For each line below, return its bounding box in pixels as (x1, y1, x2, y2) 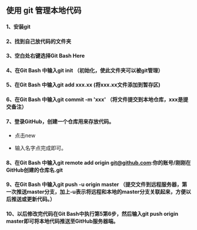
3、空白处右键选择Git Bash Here (6, 52, 85, 59)
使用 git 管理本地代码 (6, 5, 82, 16)
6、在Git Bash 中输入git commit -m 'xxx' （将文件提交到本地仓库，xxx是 (6, 96, 183, 103)
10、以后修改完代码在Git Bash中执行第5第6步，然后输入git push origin (6, 210, 178, 217)
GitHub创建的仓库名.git (6, 166, 63, 174)
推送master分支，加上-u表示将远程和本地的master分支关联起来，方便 (16, 188, 186, 195)
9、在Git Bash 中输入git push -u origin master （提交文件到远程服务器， (6, 181, 182, 188)
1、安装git (6, 23, 31, 30)
